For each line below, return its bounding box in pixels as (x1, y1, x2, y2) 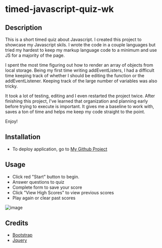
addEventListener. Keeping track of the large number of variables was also (5, 78, 158, 84)
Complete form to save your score (12, 184, 83, 190)
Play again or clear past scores (12, 195, 76, 201)
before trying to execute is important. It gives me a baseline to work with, (5, 104, 155, 109)
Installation (5, 133, 41, 141)
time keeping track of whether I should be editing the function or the (5, 73, 145, 78)
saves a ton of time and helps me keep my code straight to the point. (5, 109, 145, 115)
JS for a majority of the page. (5, 52, 65, 58)
